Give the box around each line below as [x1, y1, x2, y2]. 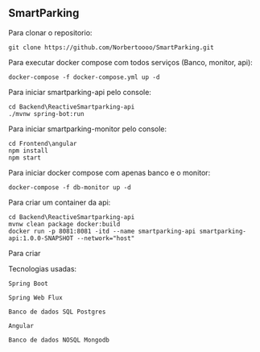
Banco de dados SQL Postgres [8, 308, 106, 316]
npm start [8, 153, 42, 162]
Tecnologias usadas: [8, 263, 77, 273]
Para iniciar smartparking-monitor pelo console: [8, 124, 167, 134]
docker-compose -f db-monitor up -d [8, 183, 131, 192]
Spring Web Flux [8, 293, 63, 301]
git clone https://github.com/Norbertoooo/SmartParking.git [8, 43, 215, 52]
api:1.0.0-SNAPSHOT [8, 234, 74, 242]
